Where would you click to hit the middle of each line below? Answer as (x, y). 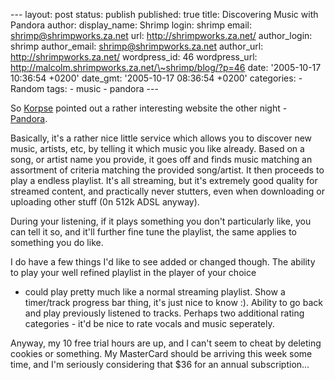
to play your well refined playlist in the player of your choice (133, 272)
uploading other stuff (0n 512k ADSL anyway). (105, 202)
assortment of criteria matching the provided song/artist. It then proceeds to (167, 170)
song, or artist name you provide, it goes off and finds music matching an (161, 159)
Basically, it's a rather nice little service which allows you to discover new (161, 138)
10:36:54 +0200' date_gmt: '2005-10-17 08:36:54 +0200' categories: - (156, 78)
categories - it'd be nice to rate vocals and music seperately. (149, 323)
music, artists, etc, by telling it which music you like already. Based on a (157, 148)
